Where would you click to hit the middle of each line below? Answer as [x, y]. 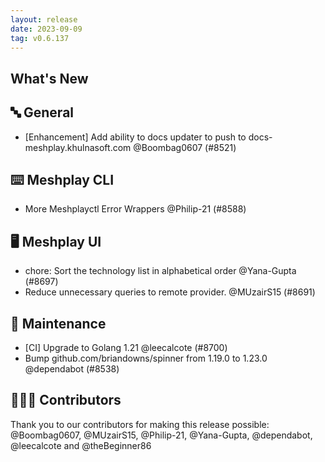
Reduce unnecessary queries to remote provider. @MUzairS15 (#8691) [170, 292]
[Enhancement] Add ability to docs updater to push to [135, 137]
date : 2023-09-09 [46, 29]
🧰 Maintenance [58, 323]
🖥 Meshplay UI [56, 241]
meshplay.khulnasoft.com [78, 147]
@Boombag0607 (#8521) [185, 147]
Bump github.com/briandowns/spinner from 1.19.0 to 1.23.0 [146, 358]
